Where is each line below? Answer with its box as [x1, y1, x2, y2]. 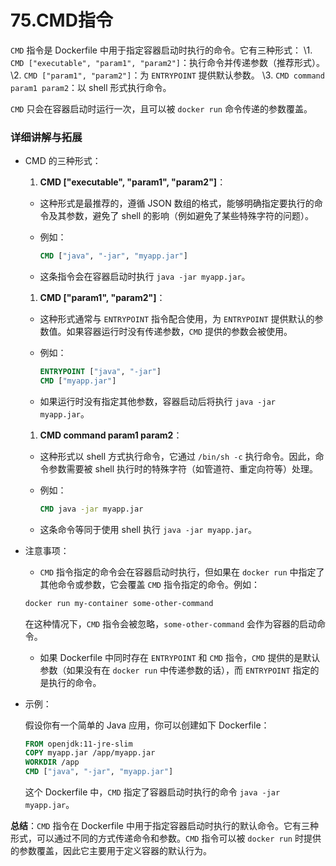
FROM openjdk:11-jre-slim [24, 739, 133, 749]
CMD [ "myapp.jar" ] [39, 376, 117, 386]
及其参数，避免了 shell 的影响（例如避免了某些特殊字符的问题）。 [48, 210, 315, 222]
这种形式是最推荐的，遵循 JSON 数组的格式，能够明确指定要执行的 [39, 197, 315, 210]
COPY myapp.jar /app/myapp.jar [24, 748, 156, 758]
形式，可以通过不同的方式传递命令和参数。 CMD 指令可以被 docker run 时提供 [10, 832, 322, 845]
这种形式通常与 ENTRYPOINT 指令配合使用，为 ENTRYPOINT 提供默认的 [39, 313, 315, 325]
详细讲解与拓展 [10, 130, 83, 144]
